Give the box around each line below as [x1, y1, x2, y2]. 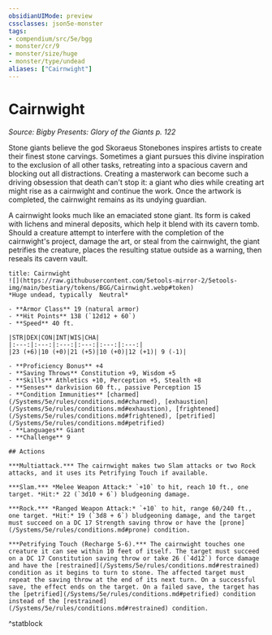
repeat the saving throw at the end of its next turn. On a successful [8, 576, 256, 584]
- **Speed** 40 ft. [8, 319, 75, 327]
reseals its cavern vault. [8, 253, 89, 263]
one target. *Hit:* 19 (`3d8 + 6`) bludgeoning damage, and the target [8, 511, 256, 519]
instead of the [8, 597, 60, 605]
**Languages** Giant [15, 426, 85, 434]
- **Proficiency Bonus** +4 [8, 361, 104, 370]
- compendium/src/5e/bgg [8, 34, 93, 43]
